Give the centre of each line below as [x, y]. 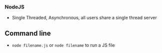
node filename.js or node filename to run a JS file [63, 45]
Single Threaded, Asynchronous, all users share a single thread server [84, 18]
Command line [28, 33]
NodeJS [14, 7]
